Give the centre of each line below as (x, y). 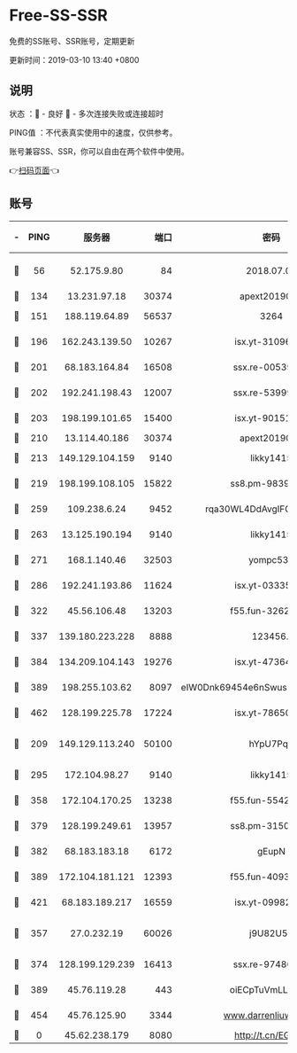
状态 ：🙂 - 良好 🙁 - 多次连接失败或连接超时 (86, 113)
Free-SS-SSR (58, 16)
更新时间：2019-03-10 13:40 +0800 (74, 59)
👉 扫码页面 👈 (34, 170)
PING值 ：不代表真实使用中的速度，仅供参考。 (93, 132)
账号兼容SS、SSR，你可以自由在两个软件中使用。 (99, 151)
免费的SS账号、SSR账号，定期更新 (72, 41)
